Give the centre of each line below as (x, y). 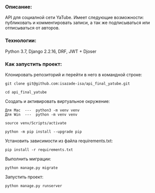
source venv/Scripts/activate (36, 123)
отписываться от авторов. (33, 28)
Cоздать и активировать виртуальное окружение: (57, 101)
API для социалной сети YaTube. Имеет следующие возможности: (75, 18)
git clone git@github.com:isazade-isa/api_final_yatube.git (68, 84)
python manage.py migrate (31, 168)
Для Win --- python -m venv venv (41, 114)
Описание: (19, 7)
